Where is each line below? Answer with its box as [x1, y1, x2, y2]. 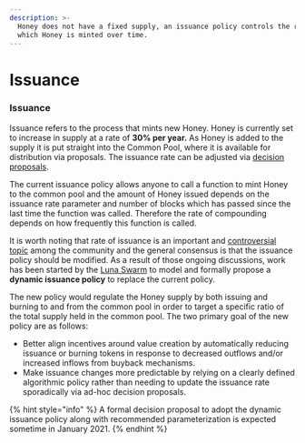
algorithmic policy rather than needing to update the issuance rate [22, 377, 271, 388]
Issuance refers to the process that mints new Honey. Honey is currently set [9, 122, 293, 133]
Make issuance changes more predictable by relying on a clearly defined [22, 367, 295, 378]
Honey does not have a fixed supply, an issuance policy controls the [17, 22, 290, 31]
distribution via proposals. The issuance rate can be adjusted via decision [9, 151, 285, 162]
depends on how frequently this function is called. [9, 217, 197, 228]
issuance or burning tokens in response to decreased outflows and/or [22, 347, 284, 358]
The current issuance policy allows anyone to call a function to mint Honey [9, 178, 289, 189]
